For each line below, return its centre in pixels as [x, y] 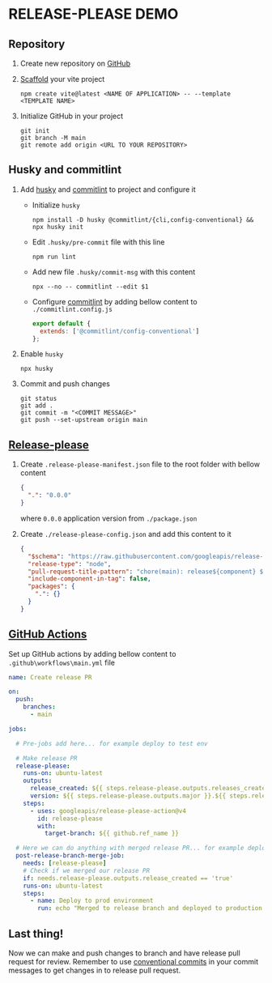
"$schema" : [46, 556]
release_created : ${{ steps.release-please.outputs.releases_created [149, 789]
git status [38, 399]
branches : [40, 707]
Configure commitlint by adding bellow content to [115, 301]
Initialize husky [56, 205]
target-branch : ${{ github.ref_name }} [112, 834]
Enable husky [42, 354]
